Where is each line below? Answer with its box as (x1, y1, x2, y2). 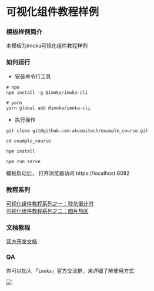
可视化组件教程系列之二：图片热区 (6, 208, 89, 215)
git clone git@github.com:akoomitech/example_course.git (6, 127, 149, 134)
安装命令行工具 (14, 73, 51, 80)
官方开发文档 (6, 238, 37, 245)
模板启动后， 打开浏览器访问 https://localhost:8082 (6, 170, 130, 177)
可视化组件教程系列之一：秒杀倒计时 (6, 200, 94, 207)
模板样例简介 (6, 28, 43, 36)
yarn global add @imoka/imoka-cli (6, 105, 91, 111)
